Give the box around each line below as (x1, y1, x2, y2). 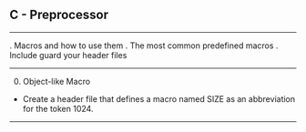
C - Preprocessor (9, 7, 109, 23)
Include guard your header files (9, 49, 127, 60)
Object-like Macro (22, 76, 91, 86)
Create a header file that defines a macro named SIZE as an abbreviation (22, 93, 296, 104)
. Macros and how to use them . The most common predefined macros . (9, 40, 279, 51)
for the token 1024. (22, 103, 94, 114)
